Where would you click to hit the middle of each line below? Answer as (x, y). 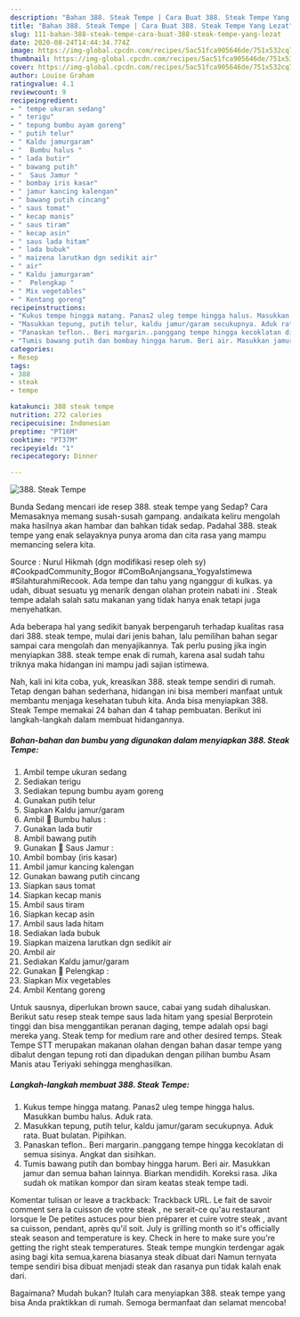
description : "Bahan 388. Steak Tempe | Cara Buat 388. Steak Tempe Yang (150, 17)
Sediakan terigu (52, 782)
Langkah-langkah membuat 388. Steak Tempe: (100, 1084)
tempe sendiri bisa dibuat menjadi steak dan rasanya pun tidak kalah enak (146, 1266)
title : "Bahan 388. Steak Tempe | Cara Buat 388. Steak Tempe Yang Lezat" (152, 26)
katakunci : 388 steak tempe (62, 407)
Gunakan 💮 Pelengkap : (66, 971)
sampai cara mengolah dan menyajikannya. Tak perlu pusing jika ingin (138, 646)
